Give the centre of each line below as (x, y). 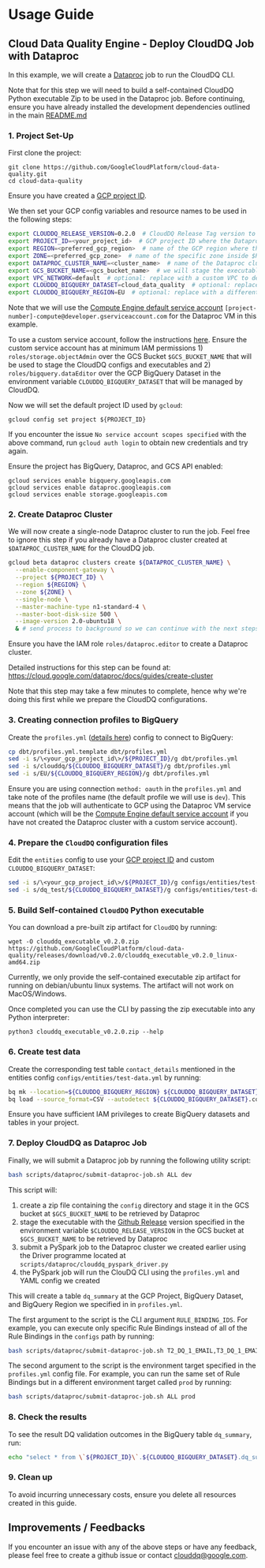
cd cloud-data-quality (45, 181)
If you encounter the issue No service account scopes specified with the (127, 435)
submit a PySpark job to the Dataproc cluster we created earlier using (133, 1247)
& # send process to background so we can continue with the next (127, 629)
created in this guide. (43, 1503)
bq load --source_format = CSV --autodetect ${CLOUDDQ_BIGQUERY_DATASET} (128, 1099)
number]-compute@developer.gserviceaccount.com (88, 317)
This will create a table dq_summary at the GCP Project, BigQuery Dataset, (126, 1296)
